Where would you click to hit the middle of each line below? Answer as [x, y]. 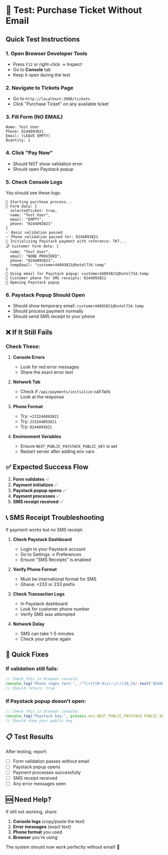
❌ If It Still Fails [29, 332]
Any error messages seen [39, 784]
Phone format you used [37, 832]
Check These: [23, 346]
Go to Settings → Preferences [51, 554]
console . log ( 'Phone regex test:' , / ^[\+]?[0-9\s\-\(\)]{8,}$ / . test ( [78, 684]
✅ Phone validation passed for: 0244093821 [52, 237]
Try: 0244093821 [36, 427]
